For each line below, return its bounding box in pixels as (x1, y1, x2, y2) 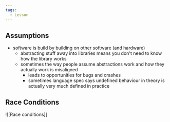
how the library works (20, 56, 67, 62)
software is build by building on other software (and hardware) (12, 45, 145, 51)
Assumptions (5, 31, 49, 40)
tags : (5, 7, 17, 13)
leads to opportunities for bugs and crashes (28, 72, 121, 78)
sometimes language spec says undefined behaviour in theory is (28, 77, 165, 84)
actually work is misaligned (20, 67, 78, 73)
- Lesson (10, 12, 29, 17)
